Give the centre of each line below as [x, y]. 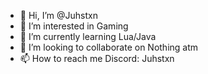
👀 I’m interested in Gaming [74, 26]
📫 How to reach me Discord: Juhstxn [97, 58]
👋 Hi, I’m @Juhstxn [58, 15]
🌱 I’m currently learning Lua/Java [88, 36]
